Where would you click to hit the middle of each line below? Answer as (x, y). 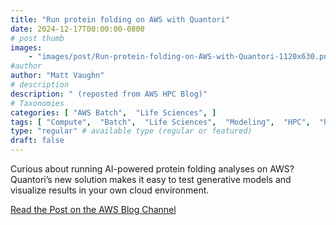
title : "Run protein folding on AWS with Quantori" (120, 19)
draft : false (37, 141)
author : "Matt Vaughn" (57, 76)
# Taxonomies (37, 103)
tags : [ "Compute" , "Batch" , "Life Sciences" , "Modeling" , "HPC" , (160, 122)
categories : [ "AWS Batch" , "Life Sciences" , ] (113, 112)
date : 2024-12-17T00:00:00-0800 (77, 29)
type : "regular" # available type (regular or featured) (131, 131)
